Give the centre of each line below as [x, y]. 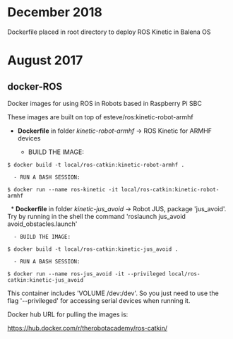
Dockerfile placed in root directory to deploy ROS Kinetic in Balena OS [109, 32]
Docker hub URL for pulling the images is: [68, 314]
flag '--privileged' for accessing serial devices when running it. [99, 300]
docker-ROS [35, 87]
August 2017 [45, 60]
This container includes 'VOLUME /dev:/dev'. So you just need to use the [113, 293]
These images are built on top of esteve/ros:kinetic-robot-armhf [101, 117]
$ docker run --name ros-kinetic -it [63, 189]
